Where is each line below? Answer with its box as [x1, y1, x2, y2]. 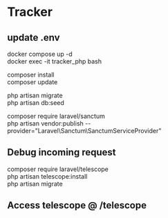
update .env [7, 32, 60, 43]
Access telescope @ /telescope [7, 199, 147, 211]
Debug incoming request [7, 146, 116, 159]
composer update [7, 78, 58, 86]
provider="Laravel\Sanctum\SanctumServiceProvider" [7, 127, 162, 135]
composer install [7, 70, 55, 79]
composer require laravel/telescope [7, 165, 109, 173]
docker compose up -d [7, 50, 73, 58]
